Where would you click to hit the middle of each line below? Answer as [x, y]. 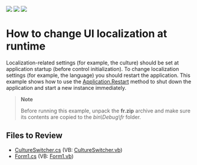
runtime [26, 46]
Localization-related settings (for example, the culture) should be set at [93, 63]
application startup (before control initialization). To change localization [93, 69]
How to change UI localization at [87, 34]
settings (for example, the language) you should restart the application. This [98, 75]
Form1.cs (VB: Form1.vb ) [44, 156]
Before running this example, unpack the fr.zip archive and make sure [105, 111]
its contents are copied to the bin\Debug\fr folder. [81, 117]
